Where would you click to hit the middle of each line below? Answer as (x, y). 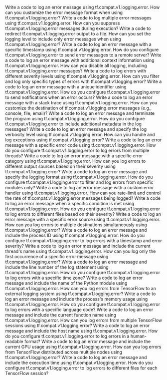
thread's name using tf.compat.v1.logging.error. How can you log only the (81, 251)
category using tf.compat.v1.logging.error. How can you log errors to (76, 161)
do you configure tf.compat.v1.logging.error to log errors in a (67, 336)
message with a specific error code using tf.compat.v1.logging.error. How (81, 145)
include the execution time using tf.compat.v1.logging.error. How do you (79, 363)
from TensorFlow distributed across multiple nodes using (64, 352)
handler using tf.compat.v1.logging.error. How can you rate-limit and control (83, 193)
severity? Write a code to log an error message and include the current (78, 246)
